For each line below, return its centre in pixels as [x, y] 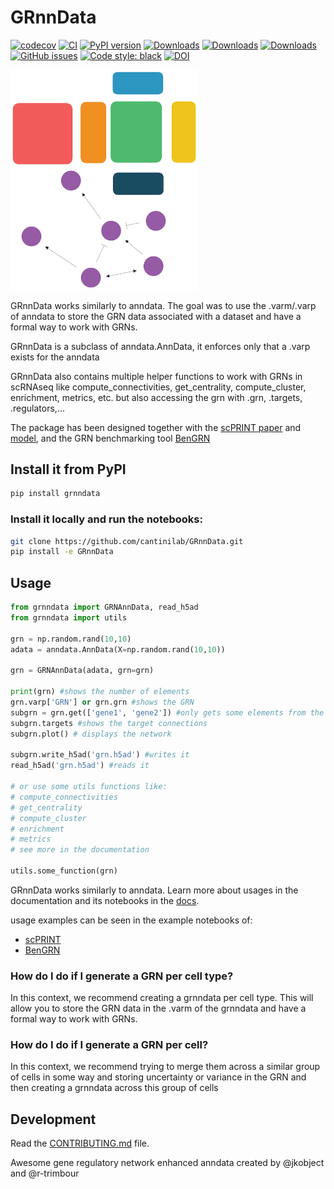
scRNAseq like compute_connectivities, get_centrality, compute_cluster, [158, 387]
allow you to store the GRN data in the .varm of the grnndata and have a [158, 1008]
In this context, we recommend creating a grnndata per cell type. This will [162, 998]
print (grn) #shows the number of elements [100, 692]
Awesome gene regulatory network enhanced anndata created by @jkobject [167, 1163]
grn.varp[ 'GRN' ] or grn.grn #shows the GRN [102, 702]
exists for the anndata [55, 357]
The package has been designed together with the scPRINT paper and [156, 427]
